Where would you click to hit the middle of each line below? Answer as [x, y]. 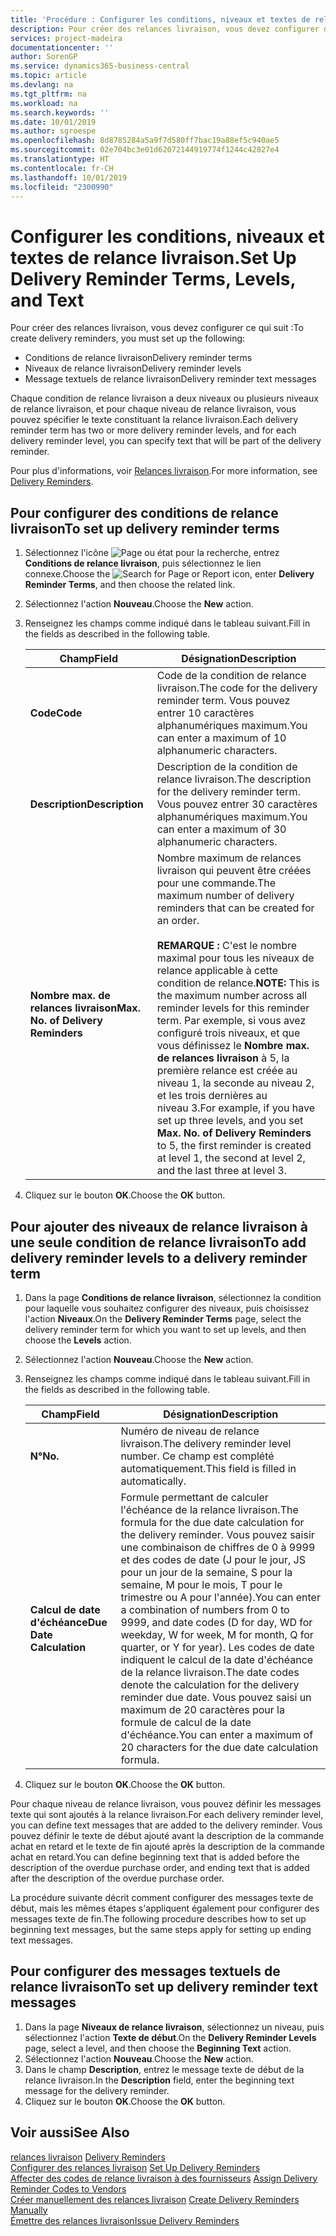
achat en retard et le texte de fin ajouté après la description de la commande [167, 1846]
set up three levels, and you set [230, 1121]
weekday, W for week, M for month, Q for [217, 1634]
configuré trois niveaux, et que [228, 1033]
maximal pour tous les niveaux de [235, 958]
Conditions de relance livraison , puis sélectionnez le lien [143, 563]
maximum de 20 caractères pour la [202, 1709]
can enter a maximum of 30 [221, 829]
